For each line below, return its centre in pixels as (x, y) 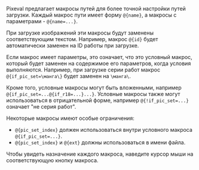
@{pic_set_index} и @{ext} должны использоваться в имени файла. (100, 142)
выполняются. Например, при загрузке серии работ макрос (83, 70)
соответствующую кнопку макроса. (52, 160)
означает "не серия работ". (41, 106)
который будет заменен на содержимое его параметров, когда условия (99, 63)
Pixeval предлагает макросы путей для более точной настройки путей (96, 9)
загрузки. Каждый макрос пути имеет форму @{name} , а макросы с (91, 15)
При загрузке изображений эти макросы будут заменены (80, 33)
